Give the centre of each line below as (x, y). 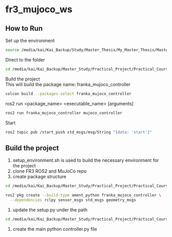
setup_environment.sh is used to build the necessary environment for (86, 160)
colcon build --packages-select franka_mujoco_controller (68, 94)
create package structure (39, 177)
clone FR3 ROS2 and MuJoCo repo (50, 171)
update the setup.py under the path (50, 210)
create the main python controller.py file (55, 229)
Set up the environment (30, 40)
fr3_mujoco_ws (39, 9)
